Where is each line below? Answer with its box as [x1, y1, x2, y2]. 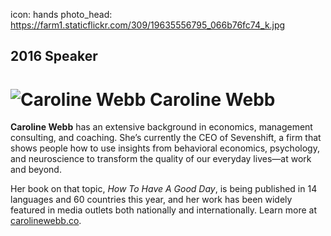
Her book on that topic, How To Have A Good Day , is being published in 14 [10, 183, 318, 195]
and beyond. [10, 164, 62, 176]
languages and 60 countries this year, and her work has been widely [10, 194, 293, 206]
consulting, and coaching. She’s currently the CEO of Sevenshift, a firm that [10, 132, 322, 144]
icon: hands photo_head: [10, 9, 113, 20]
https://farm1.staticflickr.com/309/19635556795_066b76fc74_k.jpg [10, 19, 286, 31]
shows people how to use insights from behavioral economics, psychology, [10, 142, 320, 154]
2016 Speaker [10, 48, 98, 65]
